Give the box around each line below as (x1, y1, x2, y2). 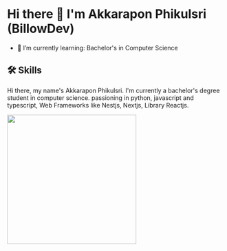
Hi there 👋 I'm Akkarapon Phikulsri (7, 6, 207, 22)
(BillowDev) (7, 21, 75, 37)
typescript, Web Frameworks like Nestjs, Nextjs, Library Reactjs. (7, 101, 189, 109)
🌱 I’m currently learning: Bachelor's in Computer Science (17, 43, 179, 52)
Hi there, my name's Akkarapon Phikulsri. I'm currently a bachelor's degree (7, 86, 220, 94)
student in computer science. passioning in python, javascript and (7, 93, 194, 102)
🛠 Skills (7, 65, 43, 77)
